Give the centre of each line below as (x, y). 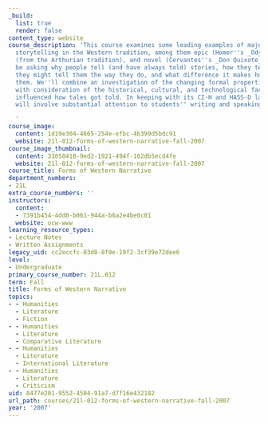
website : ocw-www (44, 223)
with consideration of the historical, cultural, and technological (132, 90)
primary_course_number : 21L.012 (62, 275)
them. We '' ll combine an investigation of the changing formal (122, 82)
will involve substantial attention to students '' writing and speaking (139, 104)
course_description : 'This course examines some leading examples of (126, 45)
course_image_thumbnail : (49, 148)
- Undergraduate (35, 267)
